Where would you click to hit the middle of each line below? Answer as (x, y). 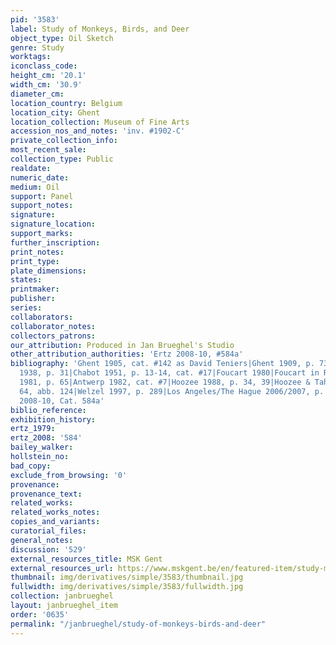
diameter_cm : (37, 94)
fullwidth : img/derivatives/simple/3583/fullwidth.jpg (127, 587)
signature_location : (53, 224)
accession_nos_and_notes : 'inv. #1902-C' (98, 131)
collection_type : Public (62, 159)
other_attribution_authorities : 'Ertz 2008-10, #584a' (127, 354)
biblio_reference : (48, 410)
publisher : (33, 299)
